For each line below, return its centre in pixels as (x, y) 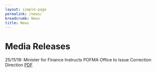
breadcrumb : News (23, 18)
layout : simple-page (26, 9)
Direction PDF (19, 65)
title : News (17, 23)
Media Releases (38, 47)
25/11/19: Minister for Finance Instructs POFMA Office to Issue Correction (78, 60)
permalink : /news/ (24, 14)
